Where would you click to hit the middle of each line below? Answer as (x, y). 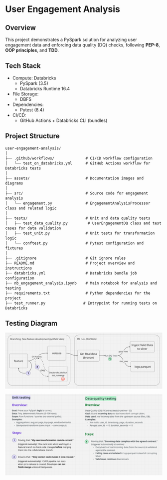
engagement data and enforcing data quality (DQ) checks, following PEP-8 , (83, 45)
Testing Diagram (31, 323)
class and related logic (31, 208)
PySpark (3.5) (34, 83)
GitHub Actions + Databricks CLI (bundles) (64, 120)
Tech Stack (23, 66)
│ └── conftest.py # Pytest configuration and (74, 243)
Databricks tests (23, 168)
